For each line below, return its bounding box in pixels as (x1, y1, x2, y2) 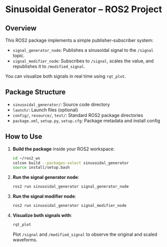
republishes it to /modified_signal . (12, 64, 85, 69)
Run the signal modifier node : (12, 193, 77, 199)
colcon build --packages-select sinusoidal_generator (12, 160, 129, 166)
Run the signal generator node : (12, 174, 80, 180)
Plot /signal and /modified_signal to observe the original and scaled (12, 231, 157, 237)
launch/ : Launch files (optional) (12, 107, 78, 113)
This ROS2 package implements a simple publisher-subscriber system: (5, 37, 154, 43)
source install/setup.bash (12, 165, 70, 170)
